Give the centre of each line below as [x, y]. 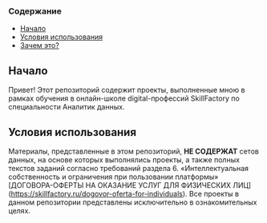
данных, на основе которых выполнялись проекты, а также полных [124, 159]
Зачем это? [40, 46]
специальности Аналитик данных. [67, 107]
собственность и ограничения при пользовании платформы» [113, 177]
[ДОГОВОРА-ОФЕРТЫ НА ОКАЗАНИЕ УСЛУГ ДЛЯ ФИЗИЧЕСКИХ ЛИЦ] [129, 185]
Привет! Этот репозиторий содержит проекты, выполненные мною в [127, 90]
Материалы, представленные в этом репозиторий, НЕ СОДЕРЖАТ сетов [133, 151]
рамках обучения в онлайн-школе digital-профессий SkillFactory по [124, 98]
